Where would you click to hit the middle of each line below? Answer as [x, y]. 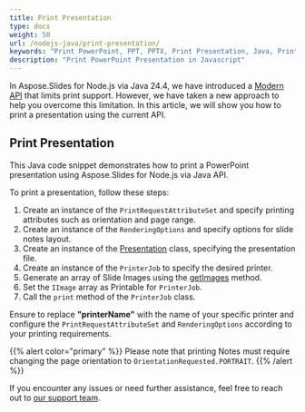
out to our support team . [55, 397]
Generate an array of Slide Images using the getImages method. [142, 277]
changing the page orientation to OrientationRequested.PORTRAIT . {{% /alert [151, 360]
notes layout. [47, 239]
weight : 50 [30, 34]
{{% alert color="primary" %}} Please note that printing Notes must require [150, 351]
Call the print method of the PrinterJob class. [109, 297]
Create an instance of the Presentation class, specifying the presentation [159, 248]
